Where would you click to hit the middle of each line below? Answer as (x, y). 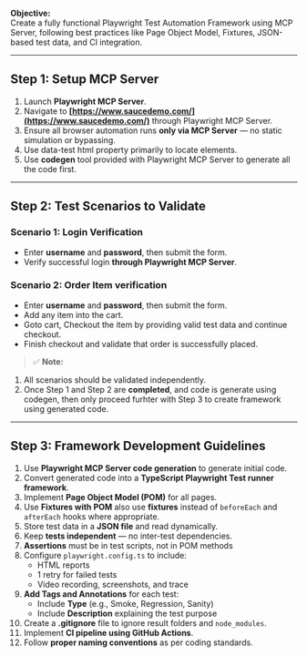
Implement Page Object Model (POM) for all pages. (120, 497)
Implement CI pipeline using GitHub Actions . (108, 632)
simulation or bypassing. (70, 139)
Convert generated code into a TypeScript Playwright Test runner (148, 477)
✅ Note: (48, 361)
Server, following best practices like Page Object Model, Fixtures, (133, 32)
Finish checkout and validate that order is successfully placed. (141, 344)
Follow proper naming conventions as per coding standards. (138, 642)
